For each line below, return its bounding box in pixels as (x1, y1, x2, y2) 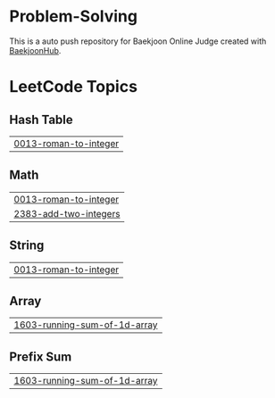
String (9, 238, 45, 253)
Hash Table (9, 112, 73, 127)
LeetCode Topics (9, 77, 138, 97)
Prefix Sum (9, 349, 72, 364)
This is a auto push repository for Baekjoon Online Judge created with (9, 36, 267, 46)
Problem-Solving (9, 6, 138, 27)
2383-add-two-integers (13, 207, 121, 220)
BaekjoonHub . (9, 45, 62, 55)
